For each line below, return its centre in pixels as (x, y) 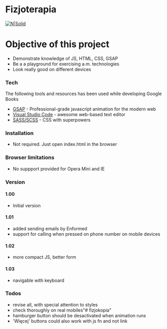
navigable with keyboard (38, 280)
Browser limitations (30, 158)
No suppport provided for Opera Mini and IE (59, 169)
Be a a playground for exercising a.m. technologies (66, 64)
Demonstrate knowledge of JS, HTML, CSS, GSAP (65, 58)
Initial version (26, 205)
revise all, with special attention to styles (55, 304)
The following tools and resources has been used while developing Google (83, 94)
